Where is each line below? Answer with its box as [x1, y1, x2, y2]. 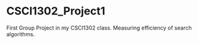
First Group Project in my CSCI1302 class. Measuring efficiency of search [6, 24, 192, 31]
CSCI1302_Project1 [6, 4, 105, 18]
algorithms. [6, 30, 35, 37]
